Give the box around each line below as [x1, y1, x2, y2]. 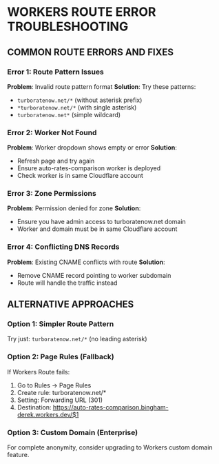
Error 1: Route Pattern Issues [7, 67, 105, 77]
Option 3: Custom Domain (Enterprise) [7, 427, 138, 437]
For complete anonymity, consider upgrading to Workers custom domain [7, 443, 213, 452]
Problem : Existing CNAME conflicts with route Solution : [7, 258, 165, 266]
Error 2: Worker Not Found [7, 128, 97, 137]
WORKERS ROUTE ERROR [7, 4, 156, 20]
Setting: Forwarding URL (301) [17, 396, 103, 404]
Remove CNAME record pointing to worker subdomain [17, 271, 171, 279]
